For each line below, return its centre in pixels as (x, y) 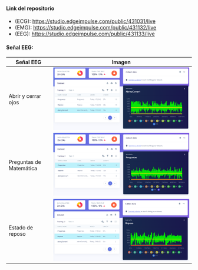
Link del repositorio (30, 8)
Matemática (23, 168)
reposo (17, 233)
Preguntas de (25, 162)
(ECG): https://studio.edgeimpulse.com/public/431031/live (85, 21)
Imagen (121, 62)
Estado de (21, 228)
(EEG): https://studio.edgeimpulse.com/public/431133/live (85, 34)
